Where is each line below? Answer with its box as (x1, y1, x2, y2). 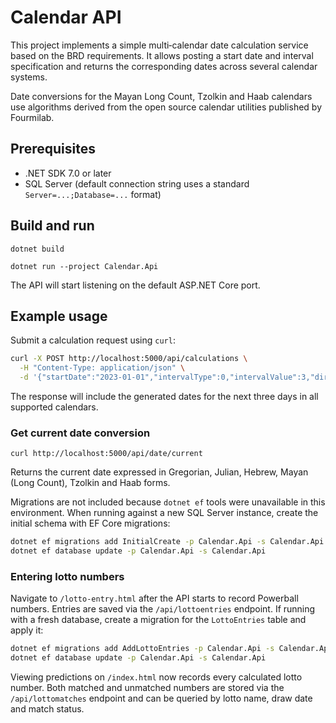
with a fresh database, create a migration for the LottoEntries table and (10, 614, 307, 626)
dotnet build (10, 244, 65, 254)
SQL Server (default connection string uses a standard (24, 177, 250, 190)
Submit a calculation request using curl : (10, 334, 176, 346)
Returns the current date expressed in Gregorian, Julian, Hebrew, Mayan (10, 466, 309, 478)
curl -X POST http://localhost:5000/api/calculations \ (10, 354, 248, 364)
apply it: (10, 624, 44, 636)
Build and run (10, 217, 95, 235)
